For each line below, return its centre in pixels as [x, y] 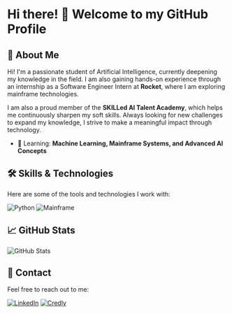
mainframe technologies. [43, 94]
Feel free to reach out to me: [48, 290]
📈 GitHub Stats [41, 230]
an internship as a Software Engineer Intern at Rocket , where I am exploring [116, 86]
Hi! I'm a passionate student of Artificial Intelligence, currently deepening [113, 72]
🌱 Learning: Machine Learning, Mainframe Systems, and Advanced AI [120, 143]
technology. [24, 130]
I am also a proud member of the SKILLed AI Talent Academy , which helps [115, 107]
